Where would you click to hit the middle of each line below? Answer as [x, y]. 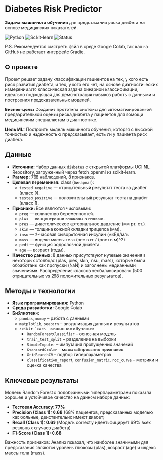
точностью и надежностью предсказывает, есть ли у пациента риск [76, 134]
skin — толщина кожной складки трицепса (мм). [70, 229]
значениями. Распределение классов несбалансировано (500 [77, 270]
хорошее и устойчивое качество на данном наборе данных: [68, 397]
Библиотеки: [26, 313]
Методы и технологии [40, 291]
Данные [18, 155]
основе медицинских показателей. [41, 27]
